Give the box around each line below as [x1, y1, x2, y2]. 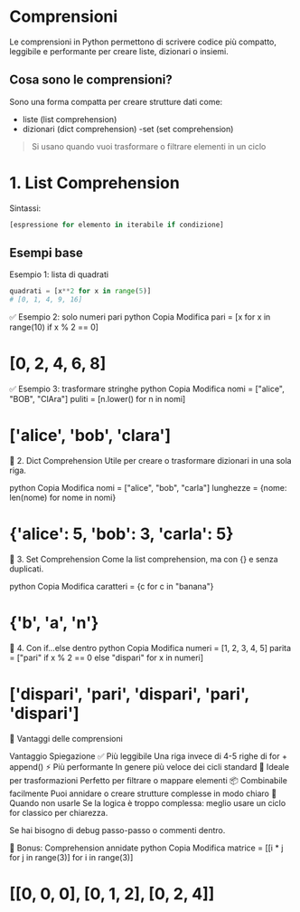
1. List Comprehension [9, 172, 181, 193]
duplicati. [9, 563, 44, 574]
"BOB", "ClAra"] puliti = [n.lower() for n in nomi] [9, 394, 186, 405]
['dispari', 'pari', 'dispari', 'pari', [9, 684, 250, 705]
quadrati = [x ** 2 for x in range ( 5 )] [9, 287, 152, 296]
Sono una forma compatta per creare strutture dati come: [9, 96, 223, 107]
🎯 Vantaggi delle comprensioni [9, 733, 124, 744]
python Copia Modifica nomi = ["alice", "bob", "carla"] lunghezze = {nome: [9, 483, 287, 493]
